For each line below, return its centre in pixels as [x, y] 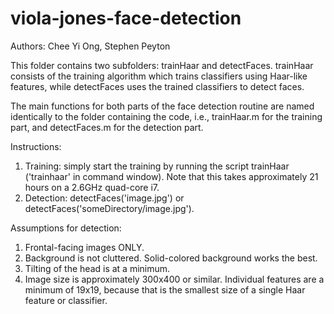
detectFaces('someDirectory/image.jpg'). [109, 208]
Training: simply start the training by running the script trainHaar [157, 166]
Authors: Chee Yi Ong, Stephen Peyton [90, 46]
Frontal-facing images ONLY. [84, 247]
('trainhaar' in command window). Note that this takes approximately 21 [171, 176]
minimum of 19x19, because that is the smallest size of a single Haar [165, 289]
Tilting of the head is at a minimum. [97, 268]
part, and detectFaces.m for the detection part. [107, 127]
